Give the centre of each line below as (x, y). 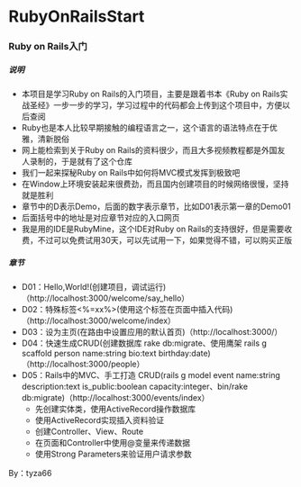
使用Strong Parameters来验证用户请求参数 (114, 454)
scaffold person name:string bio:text (89, 354)
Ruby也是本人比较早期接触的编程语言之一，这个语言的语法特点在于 (146, 128)
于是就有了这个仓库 (96, 162)
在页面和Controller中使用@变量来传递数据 (113, 443)
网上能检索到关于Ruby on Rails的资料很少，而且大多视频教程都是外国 (149, 150)
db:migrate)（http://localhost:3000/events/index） (115, 398)
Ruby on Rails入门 (48, 47)
